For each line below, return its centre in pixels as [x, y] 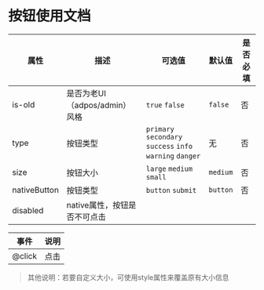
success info [169, 146]
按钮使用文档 [50, 16]
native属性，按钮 [97, 205]
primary [160, 129]
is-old [24, 104]
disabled [28, 210]
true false [165, 105]
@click [25, 256]
